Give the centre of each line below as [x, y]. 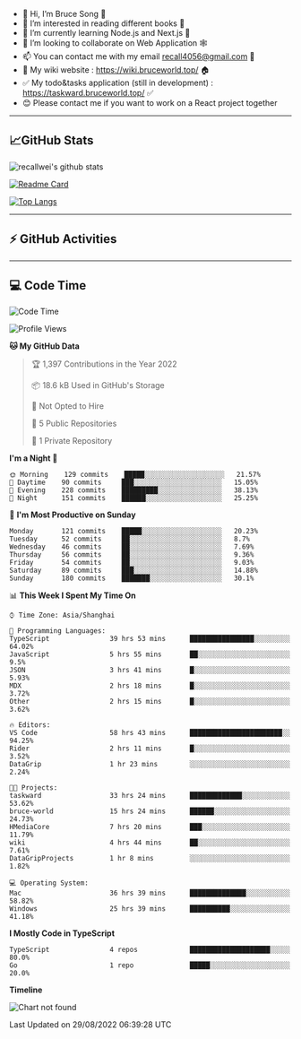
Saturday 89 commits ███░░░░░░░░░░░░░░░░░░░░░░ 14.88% [133, 571]
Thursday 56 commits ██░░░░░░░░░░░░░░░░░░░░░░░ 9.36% [132, 555]
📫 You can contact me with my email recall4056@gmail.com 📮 [138, 56]
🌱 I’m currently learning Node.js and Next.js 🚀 [106, 33]
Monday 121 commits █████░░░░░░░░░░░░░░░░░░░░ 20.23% [133, 532]
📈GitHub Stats [52, 140]
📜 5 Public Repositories [74, 424]
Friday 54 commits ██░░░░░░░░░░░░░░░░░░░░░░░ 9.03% [132, 563]
